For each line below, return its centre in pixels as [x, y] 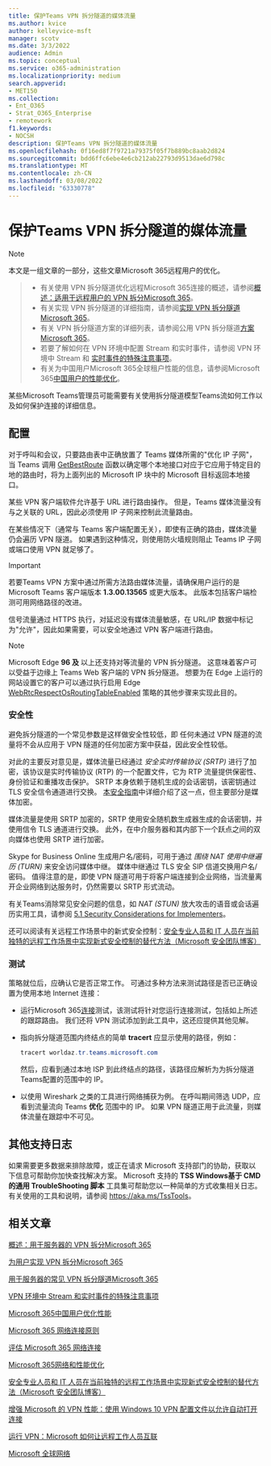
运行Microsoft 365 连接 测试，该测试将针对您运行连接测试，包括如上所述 [139, 1010]
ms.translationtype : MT [48, 166]
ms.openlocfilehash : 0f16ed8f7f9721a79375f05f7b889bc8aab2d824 [117, 151]
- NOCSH [21, 136]
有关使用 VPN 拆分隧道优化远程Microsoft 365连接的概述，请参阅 [147, 287]
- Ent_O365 [27, 106]
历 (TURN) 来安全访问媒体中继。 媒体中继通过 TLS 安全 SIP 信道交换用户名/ [133, 866]
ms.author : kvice [38, 23]
